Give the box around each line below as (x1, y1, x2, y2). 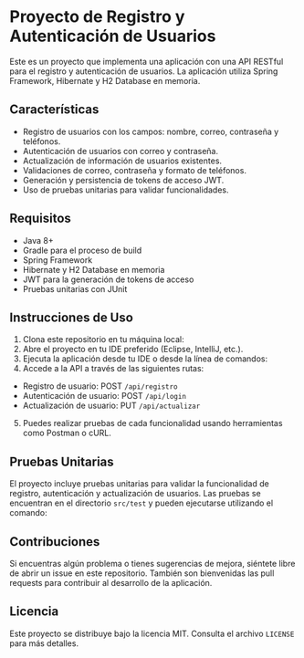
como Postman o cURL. (22, 427, 112, 439)
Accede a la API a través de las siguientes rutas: (22, 363, 204, 374)
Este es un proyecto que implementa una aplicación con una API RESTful (9, 56, 284, 67)
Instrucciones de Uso (9, 309, 134, 325)
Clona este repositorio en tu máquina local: (22, 334, 184, 345)
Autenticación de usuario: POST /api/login (22, 391, 187, 402)
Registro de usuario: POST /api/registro (22, 381, 178, 392)
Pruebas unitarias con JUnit (22, 283, 128, 294)
